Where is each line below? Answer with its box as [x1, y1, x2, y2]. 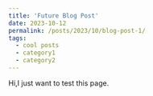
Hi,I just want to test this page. [8, 78, 110, 88]
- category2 [15, 57, 56, 65]
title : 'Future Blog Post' [8, 11, 99, 20]
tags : [8, 34, 27, 42]
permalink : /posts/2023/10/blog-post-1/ [8, 26, 147, 34]
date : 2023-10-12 [8, 19, 67, 27]
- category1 [15, 49, 56, 57]
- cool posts [15, 42, 60, 50]
